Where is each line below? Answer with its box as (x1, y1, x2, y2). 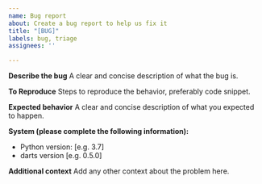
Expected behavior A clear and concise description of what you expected (8, 102, 255, 112)
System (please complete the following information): (8, 127, 189, 136)
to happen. (8, 111, 44, 121)
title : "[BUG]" (8, 27, 60, 35)
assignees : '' (8, 42, 56, 50)
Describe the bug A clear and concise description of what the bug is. (8, 71, 239, 81)
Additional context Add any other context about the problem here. (8, 166, 230, 176)
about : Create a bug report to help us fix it (8, 19, 168, 27)
